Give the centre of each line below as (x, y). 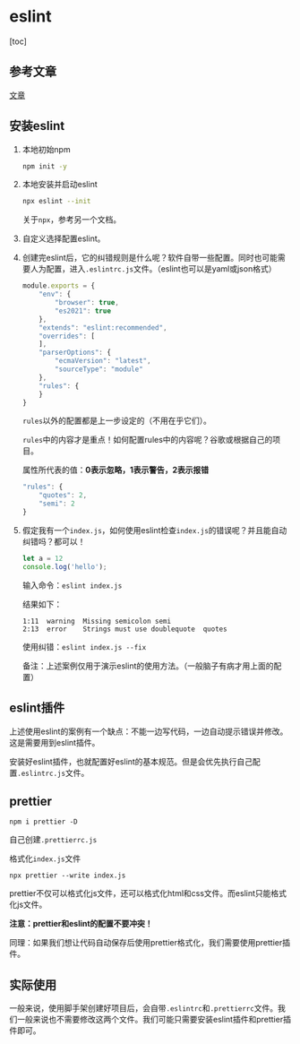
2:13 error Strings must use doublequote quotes (124, 629)
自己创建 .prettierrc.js (53, 840)
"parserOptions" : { (75, 353)
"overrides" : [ (67, 336)
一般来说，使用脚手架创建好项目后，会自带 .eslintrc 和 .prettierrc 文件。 (144, 1008)
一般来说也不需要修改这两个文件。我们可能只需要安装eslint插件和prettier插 (154, 1020)
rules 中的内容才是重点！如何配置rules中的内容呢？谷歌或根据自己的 (147, 440)
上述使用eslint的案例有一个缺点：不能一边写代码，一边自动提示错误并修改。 (149, 731)
